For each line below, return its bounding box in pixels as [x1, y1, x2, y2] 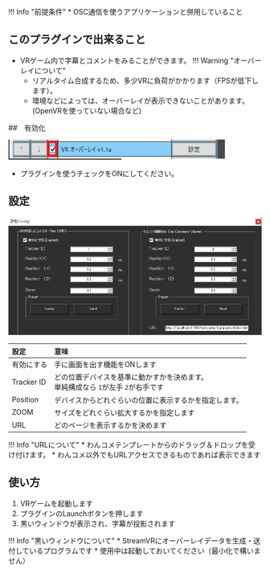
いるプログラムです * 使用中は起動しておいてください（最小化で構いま [29, 546, 261, 555]
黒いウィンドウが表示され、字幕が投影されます [19, 518, 175, 528]
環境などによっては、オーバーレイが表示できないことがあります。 [31, 96, 249, 105]
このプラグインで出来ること [8, 33, 146, 47]
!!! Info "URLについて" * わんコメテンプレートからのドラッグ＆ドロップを [8, 440, 249, 449]
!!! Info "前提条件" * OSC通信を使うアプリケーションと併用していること [8, 7, 243, 16]
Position [11, 395, 39, 404]
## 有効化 [8, 123, 46, 133]
